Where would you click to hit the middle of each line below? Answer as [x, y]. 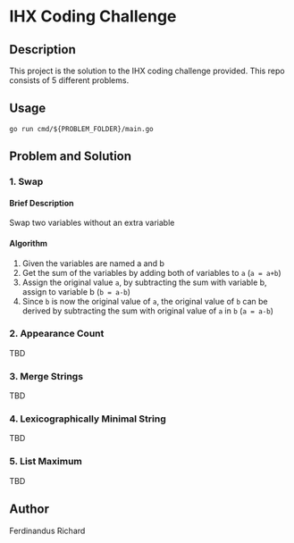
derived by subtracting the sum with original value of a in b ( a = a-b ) [148, 311]
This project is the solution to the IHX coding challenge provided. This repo [147, 71]
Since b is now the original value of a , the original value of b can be [145, 301]
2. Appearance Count [57, 334]
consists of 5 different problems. [69, 80]
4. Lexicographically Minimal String [88, 419]
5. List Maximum [46, 462]
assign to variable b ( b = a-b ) [76, 291]
